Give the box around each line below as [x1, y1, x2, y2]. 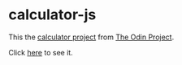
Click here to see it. [8, 47, 73, 57]
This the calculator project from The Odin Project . [8, 32, 175, 42]
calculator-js [8, 6, 97, 24]
